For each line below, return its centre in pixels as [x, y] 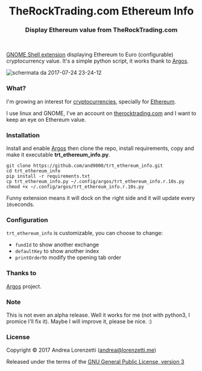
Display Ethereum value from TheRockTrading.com [101, 30]
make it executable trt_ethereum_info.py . [58, 155]
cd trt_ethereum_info [33, 171]
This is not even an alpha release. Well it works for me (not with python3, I [98, 315]
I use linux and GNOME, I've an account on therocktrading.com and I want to [101, 113]
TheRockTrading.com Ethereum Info [101, 11]
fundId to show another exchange [57, 245]
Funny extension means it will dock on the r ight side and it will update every [101, 198]
